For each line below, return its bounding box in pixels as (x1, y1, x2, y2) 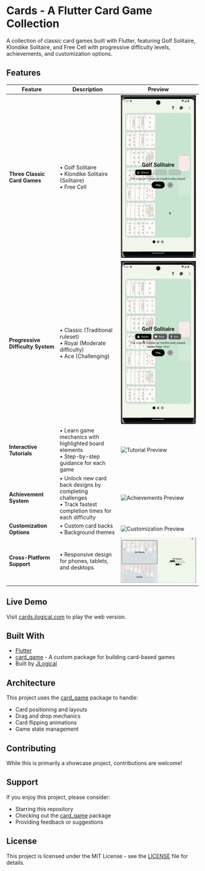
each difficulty (60, 513, 96, 521)
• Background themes (60, 528, 115, 536)
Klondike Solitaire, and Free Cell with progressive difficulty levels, (6, 43, 171, 51)
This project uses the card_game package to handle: (6, 694, 138, 701)
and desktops (60, 564, 95, 571)
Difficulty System (9, 342, 55, 350)
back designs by (60, 481, 101, 488)
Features (6, 68, 41, 78)
